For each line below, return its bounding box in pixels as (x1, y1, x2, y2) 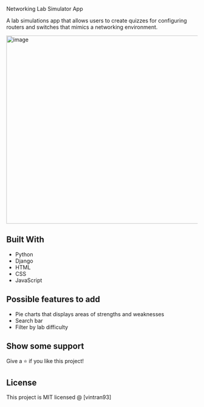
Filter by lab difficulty (15, 323, 69, 331)
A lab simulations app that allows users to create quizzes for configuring (6, 17, 187, 24)
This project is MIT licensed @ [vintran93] (6, 394, 111, 401)
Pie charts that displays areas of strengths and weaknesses (15, 310, 165, 317)
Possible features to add (6, 294, 100, 305)
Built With (6, 235, 44, 245)
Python (15, 250, 33, 258)
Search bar (15, 317, 44, 324)
